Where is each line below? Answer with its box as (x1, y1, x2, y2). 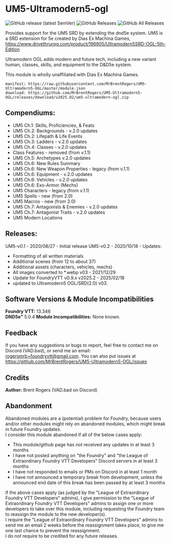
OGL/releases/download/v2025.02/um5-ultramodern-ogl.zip (5, 95, 129, 100)
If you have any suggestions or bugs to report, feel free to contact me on (5, 342, 158, 348)
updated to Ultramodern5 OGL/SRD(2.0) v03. (12, 280, 108, 286)
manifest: (5, 81, 27, 86)
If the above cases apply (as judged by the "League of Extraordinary (5, 489, 150, 495)
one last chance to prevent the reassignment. (5, 527, 101, 533)
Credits (5, 373, 30, 382)
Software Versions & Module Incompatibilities (5, 294, 154, 303)
